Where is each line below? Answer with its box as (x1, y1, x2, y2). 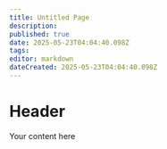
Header (9, 102, 65, 121)
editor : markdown (9, 54, 74, 63)
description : (9, 21, 58, 30)
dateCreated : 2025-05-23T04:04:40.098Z (9, 63, 158, 72)
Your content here (9, 130, 76, 141)
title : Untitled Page (9, 12, 90, 22)
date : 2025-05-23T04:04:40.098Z (9, 37, 129, 47)
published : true (9, 29, 70, 38)
